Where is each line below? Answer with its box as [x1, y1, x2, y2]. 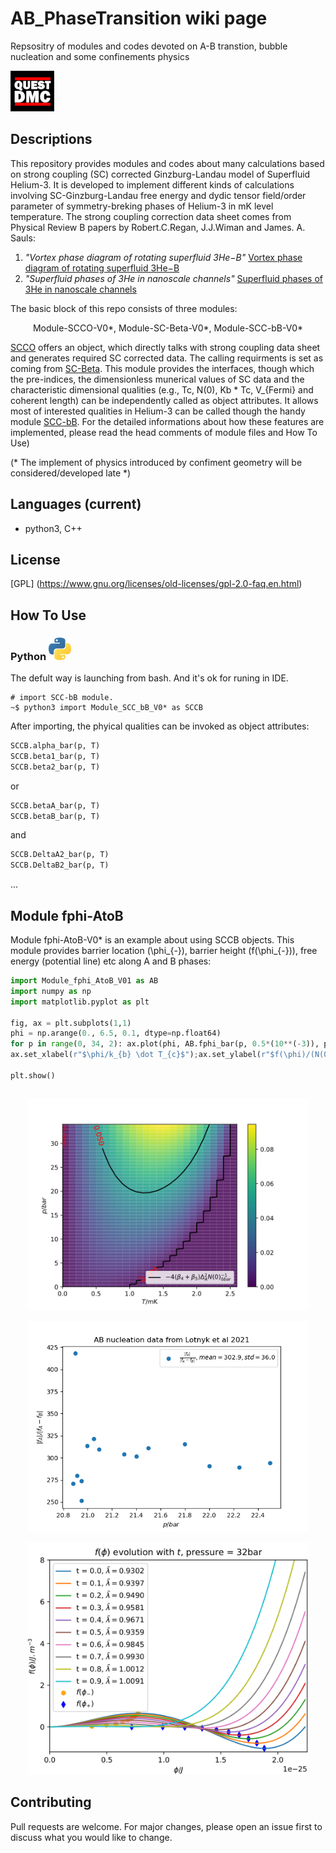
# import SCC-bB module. [10, 693, 114, 703]
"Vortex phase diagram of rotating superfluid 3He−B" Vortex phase [24, 251, 303, 263]
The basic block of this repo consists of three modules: [10, 302, 238, 314]
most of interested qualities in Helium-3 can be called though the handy [10, 405, 306, 417]
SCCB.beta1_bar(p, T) [10, 751, 101, 761]
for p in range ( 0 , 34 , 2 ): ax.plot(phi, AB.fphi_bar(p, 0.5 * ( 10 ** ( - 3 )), [10, 1039, 320, 1049]
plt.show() [10, 1070, 56, 1081]
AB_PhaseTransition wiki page [10, 7, 268, 30]
